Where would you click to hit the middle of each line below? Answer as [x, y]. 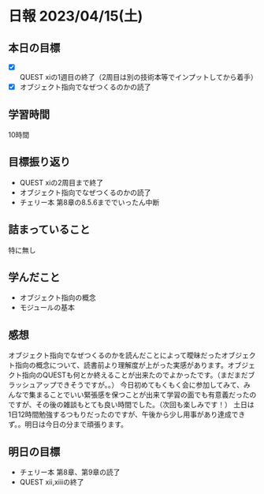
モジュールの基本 [47, 308]
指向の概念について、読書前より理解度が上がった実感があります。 [121, 365]
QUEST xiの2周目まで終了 [61, 182]
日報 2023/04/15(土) [76, 16]
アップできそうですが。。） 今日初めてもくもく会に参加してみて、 [139, 385]
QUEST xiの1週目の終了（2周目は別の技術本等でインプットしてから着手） [138, 77]
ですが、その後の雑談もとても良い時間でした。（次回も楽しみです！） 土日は [131, 405]
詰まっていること [49, 230]
